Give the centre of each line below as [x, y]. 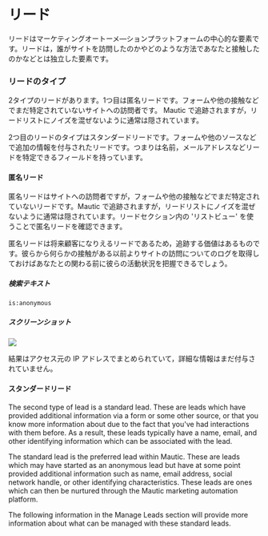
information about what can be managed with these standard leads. [120, 523]
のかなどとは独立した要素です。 [61, 58]
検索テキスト [29, 284]
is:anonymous [30, 304]
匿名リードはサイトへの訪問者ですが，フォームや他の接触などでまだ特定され [134, 196]
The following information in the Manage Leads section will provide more [128, 514]
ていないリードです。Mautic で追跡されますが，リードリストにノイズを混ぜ [132, 207]
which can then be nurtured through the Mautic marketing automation [123, 490]
